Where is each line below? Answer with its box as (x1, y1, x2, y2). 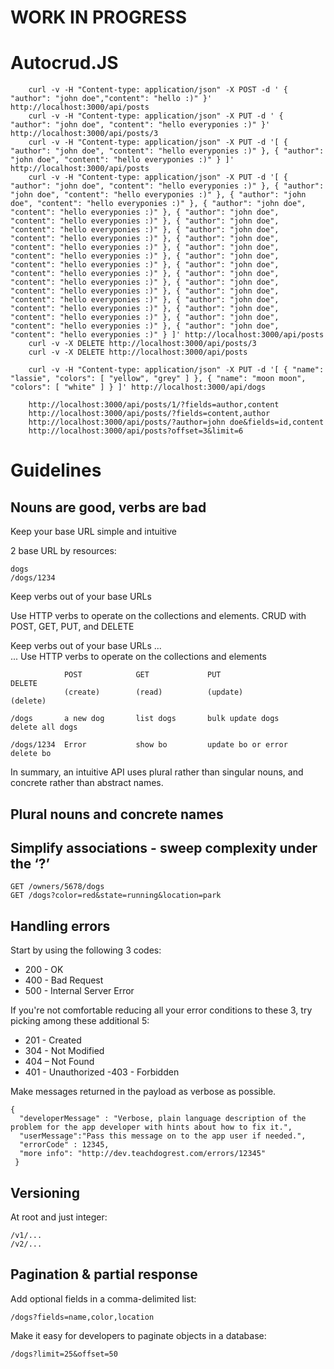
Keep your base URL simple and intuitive (10, 526, 177, 538)
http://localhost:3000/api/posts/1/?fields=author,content (28, 400, 280, 410)
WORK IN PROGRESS (10, 6, 188, 29)
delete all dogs (10, 722, 78, 733)
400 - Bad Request (24, 974, 104, 986)
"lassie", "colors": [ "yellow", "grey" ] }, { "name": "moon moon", (10, 374, 307, 384)
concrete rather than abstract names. (10, 777, 164, 789)
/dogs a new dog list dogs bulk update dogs (10, 714, 280, 724)
